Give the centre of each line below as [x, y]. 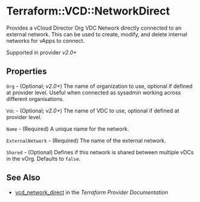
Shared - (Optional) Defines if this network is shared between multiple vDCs [100, 152]
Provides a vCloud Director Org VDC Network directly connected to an [94, 28]
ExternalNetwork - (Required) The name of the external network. [86, 140]
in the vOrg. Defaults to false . [44, 158]
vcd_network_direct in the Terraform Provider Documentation [91, 192]
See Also [23, 178]
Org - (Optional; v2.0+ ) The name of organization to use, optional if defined [99, 86]
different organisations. [35, 99]
